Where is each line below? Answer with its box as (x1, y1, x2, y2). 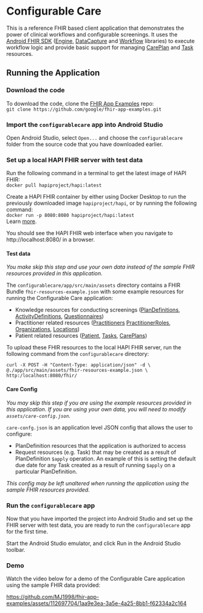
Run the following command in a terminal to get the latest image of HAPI (6, 170, 187, 177)
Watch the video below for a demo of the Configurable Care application (6, 575, 185, 583)
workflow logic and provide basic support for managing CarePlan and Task (6, 44, 194, 51)
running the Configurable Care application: (6, 295, 114, 302)
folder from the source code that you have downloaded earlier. (6, 140, 163, 148)
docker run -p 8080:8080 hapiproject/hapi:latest (6, 213, 135, 219)
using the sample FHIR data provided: (6, 581, 100, 589)
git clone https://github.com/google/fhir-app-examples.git (6, 106, 162, 112)
